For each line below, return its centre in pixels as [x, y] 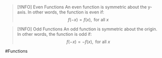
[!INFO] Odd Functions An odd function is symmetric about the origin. [87, 29]
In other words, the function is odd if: [54, 34]
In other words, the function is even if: [66, 12]
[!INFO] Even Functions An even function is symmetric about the [82, 7]
